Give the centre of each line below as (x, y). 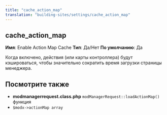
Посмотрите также (37, 84)
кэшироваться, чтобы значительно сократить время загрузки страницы (84, 63)
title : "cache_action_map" (34, 10)
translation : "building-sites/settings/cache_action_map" (68, 15)
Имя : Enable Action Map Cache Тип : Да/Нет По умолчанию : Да (74, 48)
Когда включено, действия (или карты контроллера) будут (69, 57)
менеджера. (19, 68)
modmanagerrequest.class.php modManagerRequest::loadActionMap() (86, 97)
